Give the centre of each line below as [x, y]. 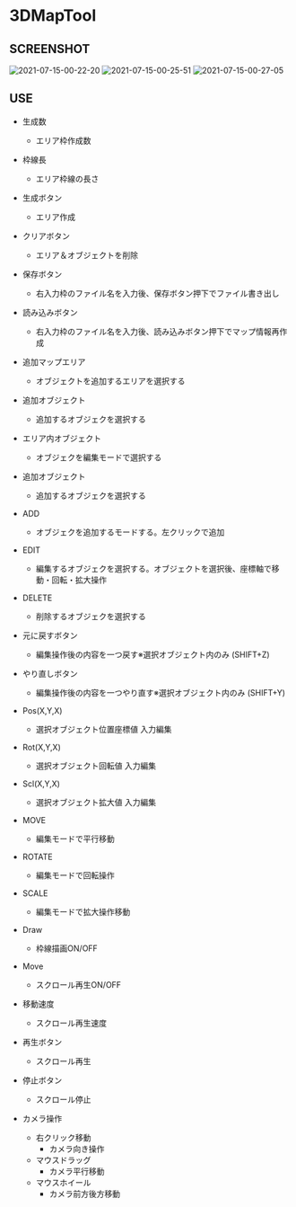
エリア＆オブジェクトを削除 [87, 255]
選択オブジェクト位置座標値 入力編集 [104, 729]
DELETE [37, 598]
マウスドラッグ [63, 1159]
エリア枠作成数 [63, 140]
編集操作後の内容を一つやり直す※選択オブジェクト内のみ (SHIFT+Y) [160, 692]
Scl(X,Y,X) [41, 784]
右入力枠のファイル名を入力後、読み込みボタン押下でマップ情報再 [157, 331]
